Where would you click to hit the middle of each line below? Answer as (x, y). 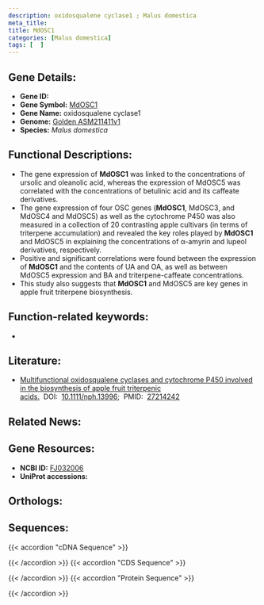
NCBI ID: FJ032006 (52, 468)
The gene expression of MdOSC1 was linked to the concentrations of (132, 174)
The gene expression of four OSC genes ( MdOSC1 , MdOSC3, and (127, 208)
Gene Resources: (52, 449)
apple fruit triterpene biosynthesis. (76, 292)
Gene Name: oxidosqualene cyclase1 (80, 113)
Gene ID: (34, 96)
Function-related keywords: (78, 317)
